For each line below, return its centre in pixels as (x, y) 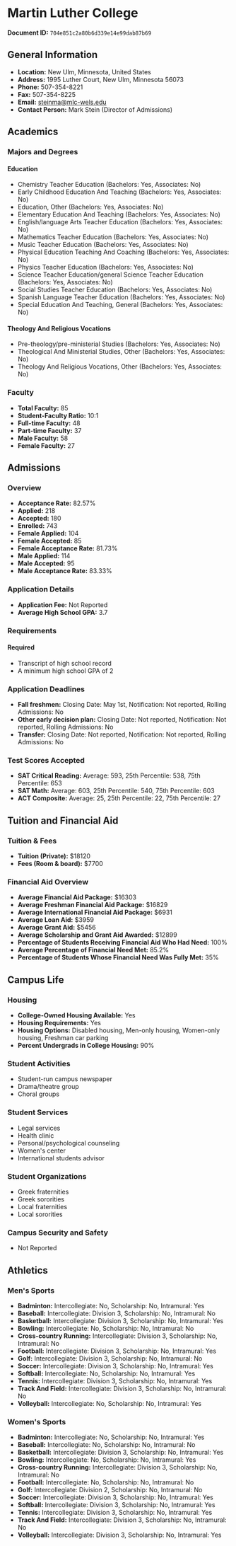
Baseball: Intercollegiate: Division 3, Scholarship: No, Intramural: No (116, 1313)
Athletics (28, 1270)
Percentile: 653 (40, 783)
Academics (33, 132)
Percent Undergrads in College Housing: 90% (86, 1046)
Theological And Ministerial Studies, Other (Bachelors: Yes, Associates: (121, 352)
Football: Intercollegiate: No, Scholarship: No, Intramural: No (106, 1482)
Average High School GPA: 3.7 (63, 612)
